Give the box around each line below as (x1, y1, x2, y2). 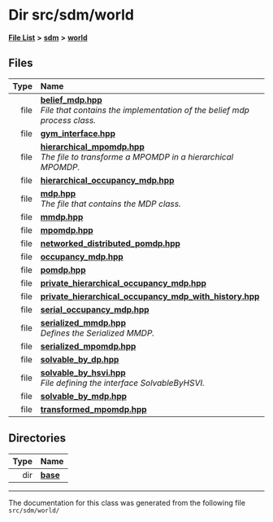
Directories (8, 432, 67, 445)
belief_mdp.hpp (40, 94, 103, 105)
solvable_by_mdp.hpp (40, 390, 128, 401)
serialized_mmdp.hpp (40, 317, 127, 328)
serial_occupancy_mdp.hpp (40, 304, 149, 315)
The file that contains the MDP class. (40, 198, 181, 209)
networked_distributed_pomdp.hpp (40, 238, 181, 249)
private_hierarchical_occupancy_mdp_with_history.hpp (40, 291, 260, 302)
